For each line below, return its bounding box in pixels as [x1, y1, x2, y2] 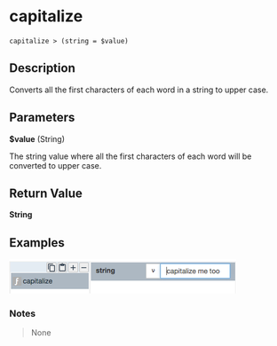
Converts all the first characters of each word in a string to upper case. [9, 84, 269, 95]
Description [9, 60, 75, 76]
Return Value [9, 185, 83, 201]
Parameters [9, 110, 75, 125]
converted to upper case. [9, 160, 102, 170]
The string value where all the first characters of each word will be [9, 151, 252, 161]
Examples [9, 235, 65, 250]
